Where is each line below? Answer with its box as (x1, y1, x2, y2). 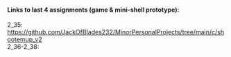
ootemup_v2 (7, 35, 43, 44)
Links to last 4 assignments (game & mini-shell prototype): (7, 5, 180, 14)
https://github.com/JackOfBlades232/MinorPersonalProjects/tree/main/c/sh (7, 28, 224, 36)
